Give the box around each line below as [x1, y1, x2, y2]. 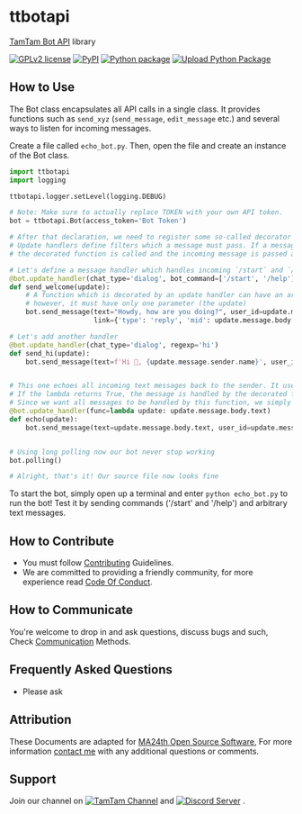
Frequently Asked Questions [9, 662, 173, 677]
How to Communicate [9, 602, 133, 618]
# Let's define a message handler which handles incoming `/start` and [9, 266, 283, 275]
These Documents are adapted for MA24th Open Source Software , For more [9, 736, 293, 746]
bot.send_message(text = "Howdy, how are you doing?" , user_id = [25, 308, 263, 317]
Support [9, 772, 57, 787]
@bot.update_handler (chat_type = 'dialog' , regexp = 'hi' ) [9, 340, 219, 349]
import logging [9, 176, 67, 185]
